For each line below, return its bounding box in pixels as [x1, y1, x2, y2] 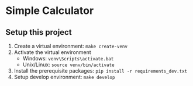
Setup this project [5, 27, 72, 37]
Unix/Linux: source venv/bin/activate [22, 61, 115, 68]
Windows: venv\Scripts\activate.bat [22, 55, 114, 62]
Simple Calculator [5, 4, 94, 17]
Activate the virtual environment [13, 49, 91, 56]
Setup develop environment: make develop [13, 74, 115, 80]
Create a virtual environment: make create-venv [13, 42, 128, 49]
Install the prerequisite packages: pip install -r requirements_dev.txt [13, 67, 188, 74]
